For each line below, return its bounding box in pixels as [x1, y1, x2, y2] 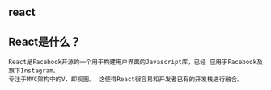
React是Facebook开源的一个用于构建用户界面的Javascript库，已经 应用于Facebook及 [8, 59, 263, 67]
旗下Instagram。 [8, 67, 60, 75]
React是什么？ [8, 35, 81, 48]
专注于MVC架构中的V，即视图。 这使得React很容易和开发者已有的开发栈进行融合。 [8, 76, 243, 84]
